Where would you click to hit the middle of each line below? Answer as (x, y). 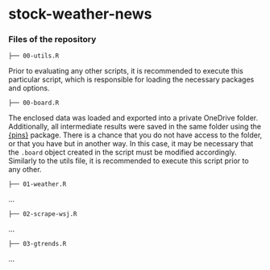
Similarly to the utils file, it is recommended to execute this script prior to (129, 161)
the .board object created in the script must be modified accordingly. (123, 152)
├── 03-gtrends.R (37, 244)
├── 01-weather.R (37, 184)
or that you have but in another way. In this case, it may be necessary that (131, 144)
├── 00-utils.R (34, 56)
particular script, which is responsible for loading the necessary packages (131, 80)
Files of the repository (52, 40)
